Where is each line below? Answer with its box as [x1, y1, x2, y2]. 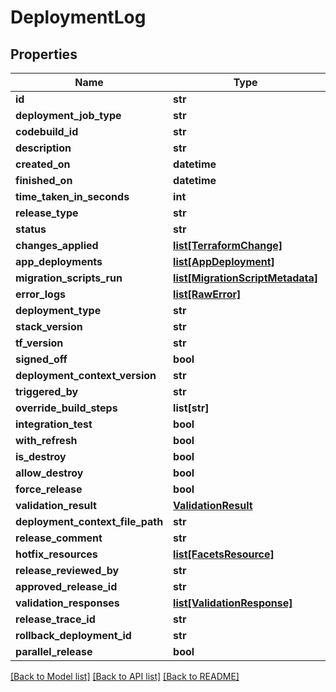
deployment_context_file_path [15, 515, 164, 528]
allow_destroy [15, 466, 84, 480]
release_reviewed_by [15, 564, 120, 577]
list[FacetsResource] [173, 547, 275, 561]
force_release [15, 482, 83, 496]
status [15, 222, 47, 236]
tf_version [15, 336, 64, 350]
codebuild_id [15, 125, 79, 138]
